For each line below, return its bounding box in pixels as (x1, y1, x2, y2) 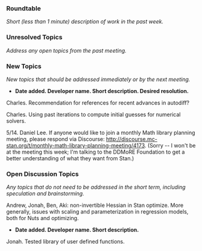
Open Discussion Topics (6, 169, 79, 178)
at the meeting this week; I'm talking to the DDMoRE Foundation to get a (6, 148, 185, 155)
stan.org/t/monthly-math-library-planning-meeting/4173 (6, 142, 145, 149)
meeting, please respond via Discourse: (6, 135, 105, 143)
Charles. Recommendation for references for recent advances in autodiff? (6, 99, 190, 106)
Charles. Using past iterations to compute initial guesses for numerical (6, 111, 181, 118)
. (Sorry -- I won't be (144, 142, 196, 149)
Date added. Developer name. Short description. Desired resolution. (14, 87, 189, 94)
